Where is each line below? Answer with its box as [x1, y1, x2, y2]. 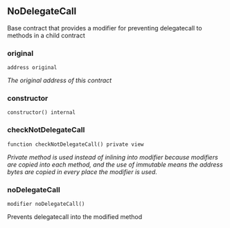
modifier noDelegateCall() [7, 200, 85, 207]
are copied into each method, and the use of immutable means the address [7, 160, 223, 169]
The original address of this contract [7, 76, 112, 85]
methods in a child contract [7, 31, 85, 39]
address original [7, 64, 57, 71]
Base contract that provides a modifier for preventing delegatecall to [7, 23, 202, 32]
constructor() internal [7, 109, 76, 116]
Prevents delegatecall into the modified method [7, 213, 143, 220]
